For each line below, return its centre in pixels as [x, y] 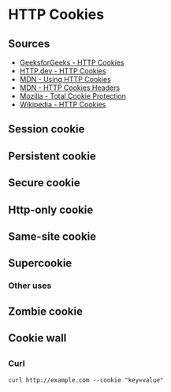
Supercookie [40, 263]
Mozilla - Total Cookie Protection [72, 96]
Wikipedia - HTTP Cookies [63, 105]
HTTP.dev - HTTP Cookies [63, 71]
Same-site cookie [52, 236]
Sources [29, 44]
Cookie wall [37, 338]
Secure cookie [44, 183]
